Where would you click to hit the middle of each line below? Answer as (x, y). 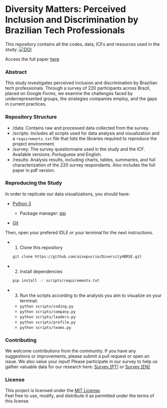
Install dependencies (41, 271)
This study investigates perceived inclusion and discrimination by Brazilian (81, 83)
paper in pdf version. (34, 170)
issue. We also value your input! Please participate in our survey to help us (81, 361)
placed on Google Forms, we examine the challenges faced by (69, 94)
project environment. (34, 143)
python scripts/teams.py (45, 327)
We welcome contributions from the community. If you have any (71, 351)
